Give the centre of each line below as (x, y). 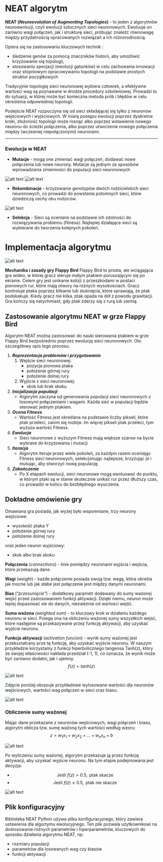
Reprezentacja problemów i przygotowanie (57, 355)
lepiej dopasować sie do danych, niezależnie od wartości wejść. (69, 603)
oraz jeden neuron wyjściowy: (35, 545)
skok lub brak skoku (47, 386)
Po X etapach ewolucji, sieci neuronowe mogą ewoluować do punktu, (89, 474)
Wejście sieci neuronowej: (45, 360)
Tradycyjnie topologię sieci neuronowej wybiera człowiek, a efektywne (76, 86)
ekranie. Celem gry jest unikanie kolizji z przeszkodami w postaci (70, 281)
